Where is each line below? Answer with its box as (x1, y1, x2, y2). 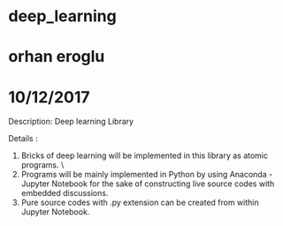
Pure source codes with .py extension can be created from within (20, 197, 259, 208)
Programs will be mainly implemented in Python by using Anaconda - (20, 169, 273, 180)
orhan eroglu (8, 47, 105, 67)
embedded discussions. (20, 188, 109, 199)
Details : (8, 133, 38, 144)
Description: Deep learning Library (8, 117, 134, 127)
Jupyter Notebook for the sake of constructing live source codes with (20, 178, 275, 189)
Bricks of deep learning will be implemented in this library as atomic (20, 150, 269, 161)
